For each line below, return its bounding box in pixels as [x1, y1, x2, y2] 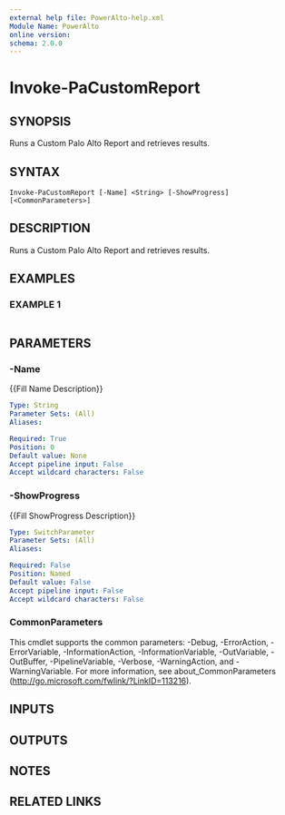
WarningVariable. [9, 665, 74, 676]
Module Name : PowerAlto [9, 22, 100, 31]
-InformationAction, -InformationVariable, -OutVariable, [63, 646, 270, 657]
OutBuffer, [9, 655, 48, 667]
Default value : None [9, 451, 88, 460]
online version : [9, 30, 71, 39]
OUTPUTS [9, 732, 68, 748]
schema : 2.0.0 [9, 38, 64, 48]
